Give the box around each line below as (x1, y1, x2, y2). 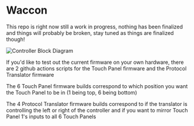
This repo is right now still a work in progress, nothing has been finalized (6, 23, 183, 30)
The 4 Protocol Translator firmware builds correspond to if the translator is (6, 100, 187, 107)
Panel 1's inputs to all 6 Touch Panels (6, 113, 96, 120)
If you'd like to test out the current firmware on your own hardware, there (6, 59, 185, 66)
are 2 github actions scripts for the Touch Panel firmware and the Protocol (6, 64, 187, 72)
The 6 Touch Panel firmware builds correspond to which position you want (6, 82, 188, 89)
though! (6, 35, 25, 43)
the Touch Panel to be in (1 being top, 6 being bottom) (6, 89, 137, 96)
